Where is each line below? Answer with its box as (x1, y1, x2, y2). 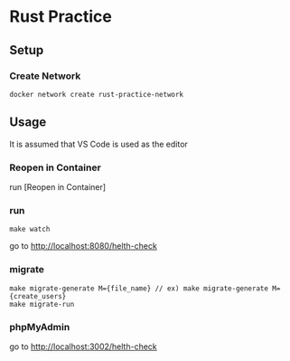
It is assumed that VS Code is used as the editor (9, 138, 188, 149)
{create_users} (9, 291, 67, 300)
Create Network (9, 70, 81, 82)
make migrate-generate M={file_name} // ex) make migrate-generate (9, 283, 269, 293)
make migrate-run (9, 299, 75, 309)
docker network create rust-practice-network (9, 90, 183, 99)
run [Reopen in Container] (9, 181, 107, 192)
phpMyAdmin (9, 320, 70, 333)
